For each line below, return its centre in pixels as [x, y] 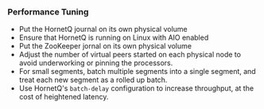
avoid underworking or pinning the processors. [96, 63]
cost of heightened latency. [64, 97]
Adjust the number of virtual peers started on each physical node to [130, 55]
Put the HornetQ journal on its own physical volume [103, 29]
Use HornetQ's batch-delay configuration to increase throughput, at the [136, 88]
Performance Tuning [48, 12]
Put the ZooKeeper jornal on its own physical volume [105, 46]
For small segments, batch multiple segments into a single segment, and [137, 72]
